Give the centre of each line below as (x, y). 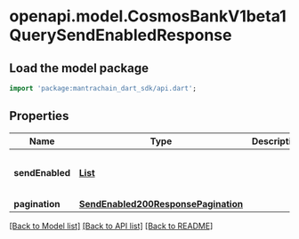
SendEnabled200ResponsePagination (161, 203)
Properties (39, 116)
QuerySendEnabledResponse (121, 35)
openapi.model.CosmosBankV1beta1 (148, 16)
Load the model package (79, 68)
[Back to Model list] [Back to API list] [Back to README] (111, 226)
